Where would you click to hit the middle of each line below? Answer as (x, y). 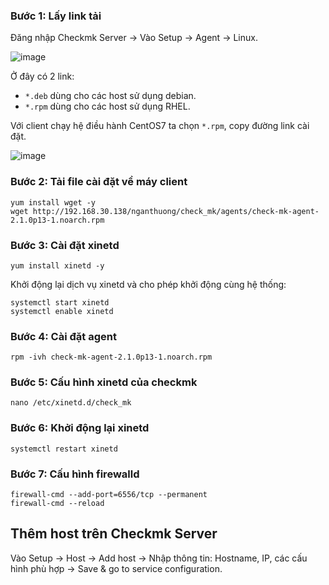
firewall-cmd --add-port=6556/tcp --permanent (109, 495)
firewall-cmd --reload (57, 504)
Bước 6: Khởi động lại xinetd (80, 428)
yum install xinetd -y (57, 265)
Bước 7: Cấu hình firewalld (75, 474)
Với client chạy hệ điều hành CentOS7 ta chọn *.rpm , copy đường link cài (160, 126)
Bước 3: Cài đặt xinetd (65, 245)
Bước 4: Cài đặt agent (63, 336)
